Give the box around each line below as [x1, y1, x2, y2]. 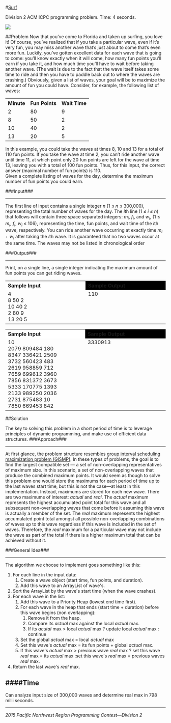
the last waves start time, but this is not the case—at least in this [5, 483, 140, 489]
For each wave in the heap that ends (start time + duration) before [20, 604, 159, 610]
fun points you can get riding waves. [5, 270, 82, 276]
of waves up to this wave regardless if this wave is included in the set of [5, 521, 156, 527]
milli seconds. [5, 698, 34, 703]
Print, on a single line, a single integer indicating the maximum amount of [5, 265, 158, 271]
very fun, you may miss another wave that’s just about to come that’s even [5, 44, 161, 50]
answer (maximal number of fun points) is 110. [5, 168, 102, 174]
